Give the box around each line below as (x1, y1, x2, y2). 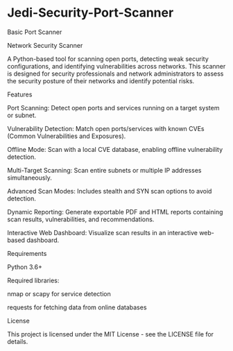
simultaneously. (7, 173, 52, 182)
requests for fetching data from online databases (7, 303, 147, 311)
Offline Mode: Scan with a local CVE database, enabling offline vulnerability (7, 145, 223, 153)
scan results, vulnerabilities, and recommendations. (7, 215, 155, 223)
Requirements (7, 249, 47, 257)
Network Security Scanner (7, 41, 83, 49)
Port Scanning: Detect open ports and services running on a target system (7, 103, 220, 112)
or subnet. (7, 111, 37, 119)
